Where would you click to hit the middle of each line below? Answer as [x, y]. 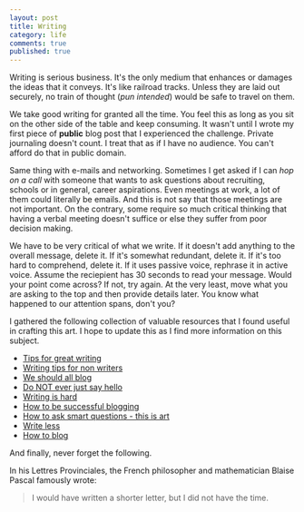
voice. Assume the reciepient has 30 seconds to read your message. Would [151, 275]
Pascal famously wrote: [53, 480]
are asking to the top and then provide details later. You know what [134, 294]
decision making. [41, 229]
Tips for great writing [62, 359]
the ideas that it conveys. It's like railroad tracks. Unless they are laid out [145, 87]
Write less [41, 426]
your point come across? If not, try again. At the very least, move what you [149, 285]
